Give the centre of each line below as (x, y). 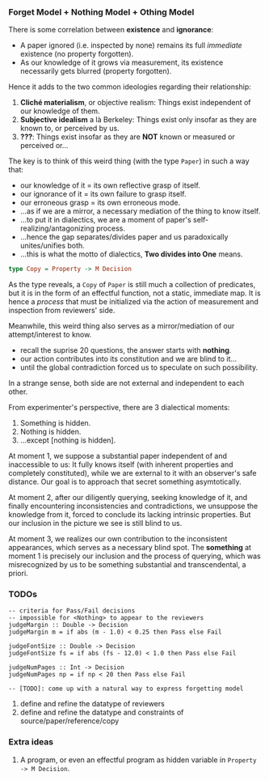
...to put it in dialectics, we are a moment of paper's (105, 220)
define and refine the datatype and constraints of (102, 712)
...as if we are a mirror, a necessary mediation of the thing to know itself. (140, 211)
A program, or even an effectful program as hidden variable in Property (138, 760)
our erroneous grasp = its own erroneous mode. (100, 203)
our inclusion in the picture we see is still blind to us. (95, 524)
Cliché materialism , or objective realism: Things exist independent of (136, 103)
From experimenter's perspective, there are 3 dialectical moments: (119, 408)
